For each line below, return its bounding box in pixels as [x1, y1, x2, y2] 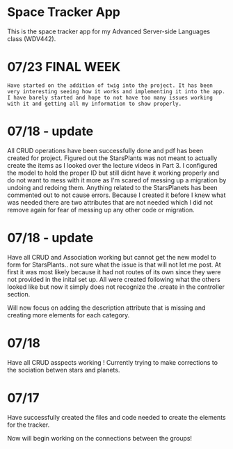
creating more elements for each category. [7, 310, 130, 319]
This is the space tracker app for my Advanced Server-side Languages [7, 27, 211, 36]
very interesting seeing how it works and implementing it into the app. [7, 88, 226, 95]
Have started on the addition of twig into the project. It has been [7, 81, 214, 89]
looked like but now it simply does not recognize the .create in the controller [7, 283, 225, 291]
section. [7, 290, 31, 298]
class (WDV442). [7, 34, 56, 42]
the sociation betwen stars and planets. [7, 365, 120, 374]
